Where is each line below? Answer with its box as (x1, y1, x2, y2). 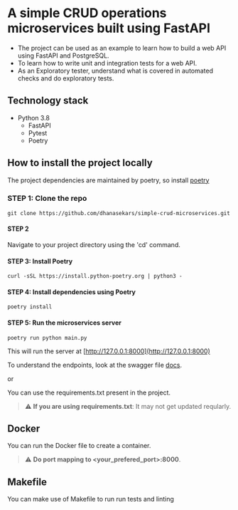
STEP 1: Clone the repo (7, 194, 87, 204)
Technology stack (7, 95, 89, 107)
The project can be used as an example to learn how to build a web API (17, 43, 227, 52)
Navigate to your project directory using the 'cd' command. (7, 241, 181, 249)
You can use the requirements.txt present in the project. (7, 388, 171, 397)
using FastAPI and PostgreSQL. (17, 51, 109, 60)
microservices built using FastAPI (7, 20, 211, 36)
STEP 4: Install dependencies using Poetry (7, 287, 136, 296)
